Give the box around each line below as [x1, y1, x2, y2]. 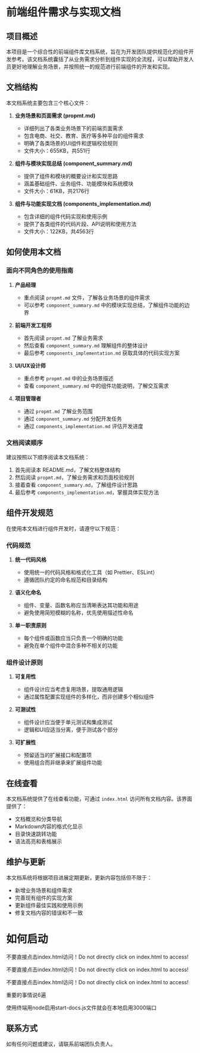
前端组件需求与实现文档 [6, 5, 121, 19]
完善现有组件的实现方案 [14, 894, 73, 901]
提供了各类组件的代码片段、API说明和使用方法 [23, 220, 137, 227]
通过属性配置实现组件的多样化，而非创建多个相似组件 [23, 693, 155, 700]
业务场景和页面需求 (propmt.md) [14, 112, 96, 119]
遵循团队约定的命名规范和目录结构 [23, 576, 108, 583]
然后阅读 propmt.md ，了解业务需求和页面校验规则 [14, 474, 135, 481]
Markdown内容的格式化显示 [14, 823, 83, 830]
